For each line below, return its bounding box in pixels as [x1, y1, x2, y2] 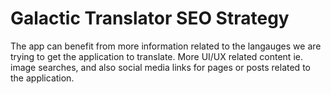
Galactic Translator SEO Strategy [10, 7, 290, 30]
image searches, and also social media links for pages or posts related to [10, 61, 311, 73]
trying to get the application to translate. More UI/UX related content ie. [10, 50, 303, 62]
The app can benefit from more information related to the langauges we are [10, 40, 322, 52]
